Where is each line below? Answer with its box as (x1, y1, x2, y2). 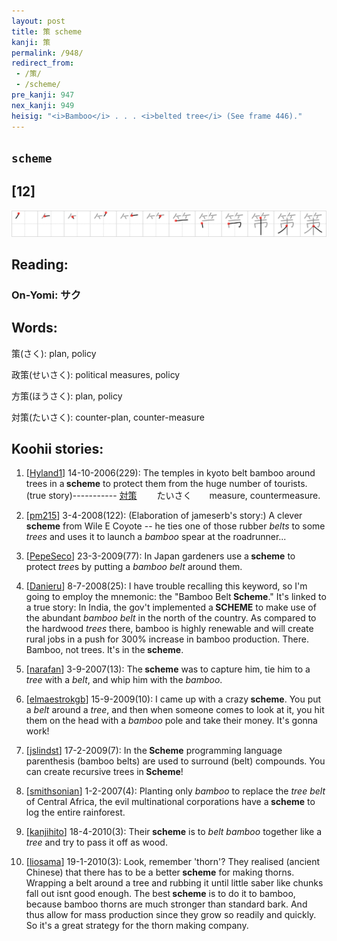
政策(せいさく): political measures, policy (11, 368, 181, 380)
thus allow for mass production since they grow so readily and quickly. (25, 909, 317, 921)
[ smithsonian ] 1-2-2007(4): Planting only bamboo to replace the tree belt (25, 785, 326, 797)
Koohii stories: (11, 441, 104, 458)
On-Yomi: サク (11, 288, 82, 302)
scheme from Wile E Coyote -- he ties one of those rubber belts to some (25, 520, 326, 532)
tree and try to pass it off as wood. (25, 836, 168, 849)
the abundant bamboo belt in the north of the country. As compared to (25, 612, 317, 624)
